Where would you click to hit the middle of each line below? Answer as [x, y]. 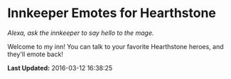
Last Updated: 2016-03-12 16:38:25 [60, 68]
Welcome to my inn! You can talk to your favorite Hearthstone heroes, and [116, 46]
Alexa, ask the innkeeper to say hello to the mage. [81, 33]
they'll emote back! [36, 54]
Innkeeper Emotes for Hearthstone [112, 13]
